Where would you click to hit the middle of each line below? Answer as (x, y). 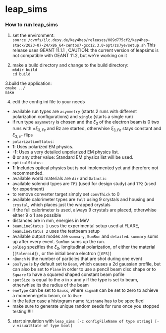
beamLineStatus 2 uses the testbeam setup (56, 231)
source (19, 40)
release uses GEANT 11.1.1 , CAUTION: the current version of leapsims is (85, 50)
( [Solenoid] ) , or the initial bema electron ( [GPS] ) (62, 253)
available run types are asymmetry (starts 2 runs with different (75, 111)
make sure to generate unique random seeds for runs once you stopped (86, 306)
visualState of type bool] (45, 326)
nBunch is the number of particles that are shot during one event (77, 259)
